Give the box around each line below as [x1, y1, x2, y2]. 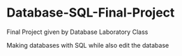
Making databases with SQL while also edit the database [6, 41, 169, 49]
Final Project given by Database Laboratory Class [6, 28, 149, 36]
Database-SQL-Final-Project [6, 5, 175, 21]
